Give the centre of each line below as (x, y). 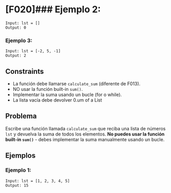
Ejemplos (21, 156)
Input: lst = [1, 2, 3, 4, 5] (38, 181)
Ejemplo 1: (18, 170)
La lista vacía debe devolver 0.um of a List (57, 100)
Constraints (25, 71)
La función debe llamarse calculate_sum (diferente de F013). (77, 84)
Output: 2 (16, 56)
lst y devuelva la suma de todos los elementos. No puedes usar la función (85, 134)
